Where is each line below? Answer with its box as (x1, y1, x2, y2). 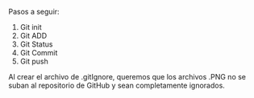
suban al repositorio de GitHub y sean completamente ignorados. (8, 80, 226, 90)
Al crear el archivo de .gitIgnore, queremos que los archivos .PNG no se (8, 72, 247, 81)
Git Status (19, 39, 53, 49)
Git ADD (19, 31, 48, 40)
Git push (19, 56, 48, 66)
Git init (19, 22, 42, 31)
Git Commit (19, 48, 58, 57)
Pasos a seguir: (8, 7, 60, 16)
